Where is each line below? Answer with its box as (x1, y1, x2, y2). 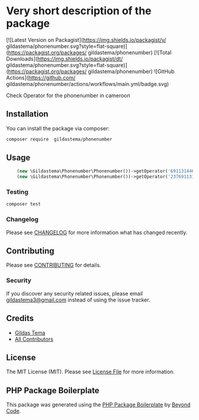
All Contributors (14, 335, 53, 342)
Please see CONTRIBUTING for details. (6, 262, 102, 269)
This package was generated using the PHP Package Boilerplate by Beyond (6, 401, 191, 408)
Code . (6, 408, 21, 415)
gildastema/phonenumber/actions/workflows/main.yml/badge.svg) (6, 80, 169, 87)
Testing (6, 188, 28, 196)
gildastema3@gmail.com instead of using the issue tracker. (6, 296, 150, 303)
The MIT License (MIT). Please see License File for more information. (6, 368, 175, 376)
